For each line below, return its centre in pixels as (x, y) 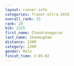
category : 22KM (21, 47)
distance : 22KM (21, 42)
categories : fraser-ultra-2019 (37, 14)
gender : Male (18, 51)
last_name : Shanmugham (28, 38)
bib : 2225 (15, 28)
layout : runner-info (26, 10)
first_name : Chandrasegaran (34, 33)
